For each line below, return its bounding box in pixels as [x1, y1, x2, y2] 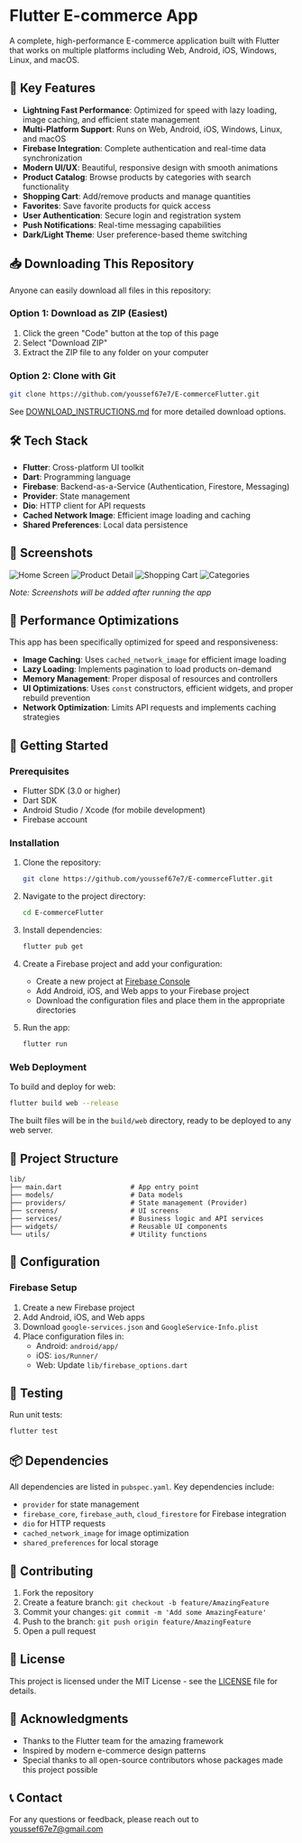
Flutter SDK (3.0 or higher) [22, 785, 122, 796]
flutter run [22, 1040, 68, 1049]
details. [9, 1685, 37, 1696]
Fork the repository [22, 1587, 95, 1598]
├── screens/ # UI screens [9, 1206, 179, 1215]
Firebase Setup [9, 1281, 78, 1294]
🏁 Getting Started [9, 738, 109, 753]
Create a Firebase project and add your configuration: [22, 958, 223, 969]
